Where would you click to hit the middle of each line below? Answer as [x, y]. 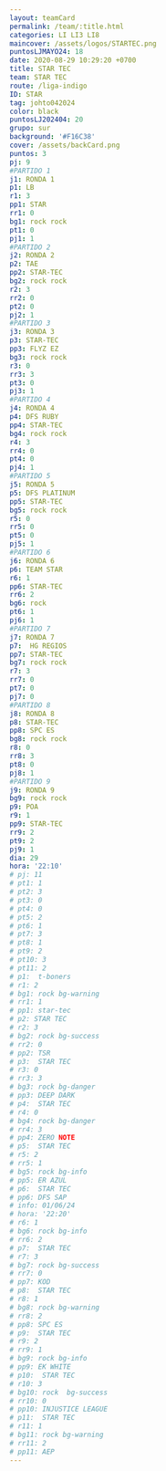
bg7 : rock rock [38, 662]
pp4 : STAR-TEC [36, 425]
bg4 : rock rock [38, 433]
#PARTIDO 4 [30, 400]
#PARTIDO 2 [30, 247]
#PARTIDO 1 [30, 171]
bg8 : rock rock [38, 739]
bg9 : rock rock [38, 798]
